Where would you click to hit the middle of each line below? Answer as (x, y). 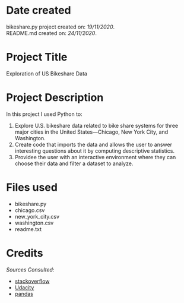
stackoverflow (32, 281)
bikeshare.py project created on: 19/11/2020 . (61, 27)
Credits (25, 253)
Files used (32, 187)
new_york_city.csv (37, 216)
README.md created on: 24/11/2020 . (51, 33)
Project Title (37, 57)
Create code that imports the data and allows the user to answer (93, 144)
